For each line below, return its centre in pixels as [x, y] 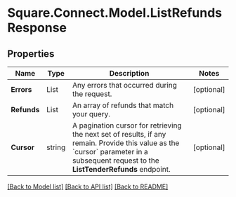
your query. [92, 114]
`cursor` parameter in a [111, 152]
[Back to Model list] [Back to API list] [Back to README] [88, 186]
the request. [92, 94]
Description [129, 73]
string [56, 147]
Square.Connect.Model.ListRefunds [115, 13]
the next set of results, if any [119, 134]
